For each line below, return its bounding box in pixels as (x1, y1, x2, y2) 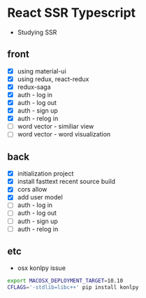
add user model (17, 193, 63, 201)
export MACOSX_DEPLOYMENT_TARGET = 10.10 (7, 278, 124, 285)
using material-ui (17, 66, 66, 75)
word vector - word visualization (17, 130, 111, 139)
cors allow (17, 185, 48, 194)
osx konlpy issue (17, 264, 66, 272)
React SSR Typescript (7, 5, 136, 21)
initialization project (17, 169, 74, 178)
